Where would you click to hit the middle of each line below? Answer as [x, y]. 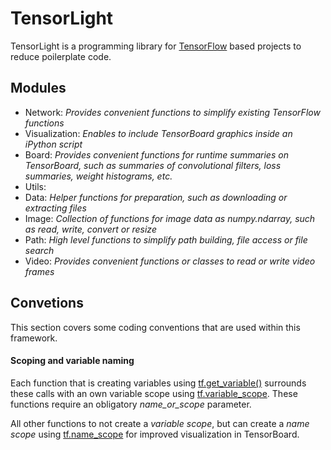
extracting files [55, 208]
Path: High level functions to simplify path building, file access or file [166, 239]
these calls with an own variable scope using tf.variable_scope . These [154, 393]
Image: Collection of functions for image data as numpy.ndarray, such [170, 218]
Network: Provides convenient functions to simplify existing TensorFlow [172, 112]
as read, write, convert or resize [90, 229]
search [39, 250]
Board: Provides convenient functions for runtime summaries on [156, 154]
